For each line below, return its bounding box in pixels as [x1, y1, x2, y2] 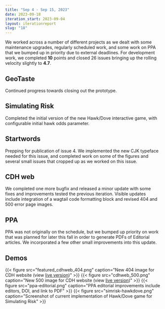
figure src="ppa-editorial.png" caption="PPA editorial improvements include [5, 283, 161, 288]
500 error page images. [5, 201, 53, 208]
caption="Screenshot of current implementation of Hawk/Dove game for [5, 293, 153, 299]
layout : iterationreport [5, 21, 56, 26]
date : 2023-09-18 [5, 12, 41, 17]
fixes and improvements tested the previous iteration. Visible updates [5, 191, 146, 197]
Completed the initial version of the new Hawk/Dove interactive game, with [5, 115, 157, 121]
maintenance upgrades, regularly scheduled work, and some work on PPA [5, 44, 156, 50]
